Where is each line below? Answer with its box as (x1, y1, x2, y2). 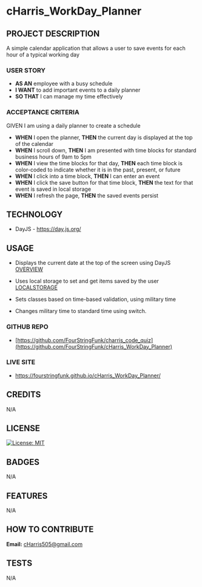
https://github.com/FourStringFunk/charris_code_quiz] (17, 336, 153, 344)
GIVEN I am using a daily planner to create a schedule (6, 122, 141, 129)
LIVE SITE (6, 358, 36, 366)
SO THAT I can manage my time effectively (15, 93, 123, 100)
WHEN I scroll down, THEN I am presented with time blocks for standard (15, 146, 197, 154)
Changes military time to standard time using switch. (15, 307, 147, 315)
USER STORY (6, 66, 46, 74)
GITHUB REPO (6, 323, 49, 331)
